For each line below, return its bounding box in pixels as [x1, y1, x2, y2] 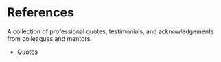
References [7, 5, 74, 20]
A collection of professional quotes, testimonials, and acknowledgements [7, 27, 214, 35]
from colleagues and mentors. [7, 34, 93, 42]
